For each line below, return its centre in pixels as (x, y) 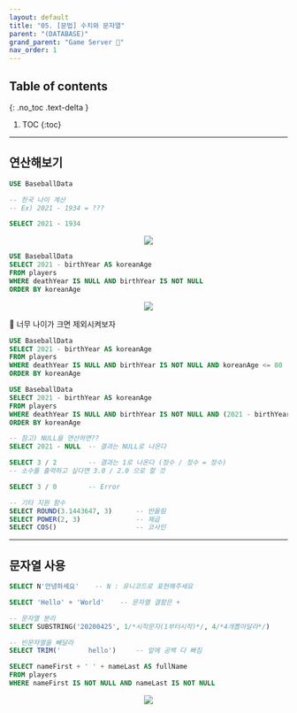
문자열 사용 (38, 566)
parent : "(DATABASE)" (49, 34)
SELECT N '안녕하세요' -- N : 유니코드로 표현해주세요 (101, 586)
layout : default (39, 17)
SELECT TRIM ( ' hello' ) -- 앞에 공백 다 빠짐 (106, 651)
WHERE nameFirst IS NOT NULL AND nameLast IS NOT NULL (112, 683)
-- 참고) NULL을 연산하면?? (54, 439)
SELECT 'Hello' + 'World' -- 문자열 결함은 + (95, 602)
